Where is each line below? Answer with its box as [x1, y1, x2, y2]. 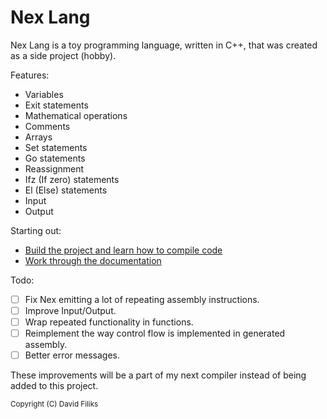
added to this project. [10, 380, 99, 392]
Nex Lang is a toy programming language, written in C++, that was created [10, 39, 318, 51]
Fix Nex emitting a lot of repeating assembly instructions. [24, 293, 260, 305]
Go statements [24, 152, 86, 164]
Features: [10, 69, 50, 81]
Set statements [24, 141, 88, 153]
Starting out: [10, 224, 62, 236]
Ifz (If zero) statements [24, 173, 120, 185]
